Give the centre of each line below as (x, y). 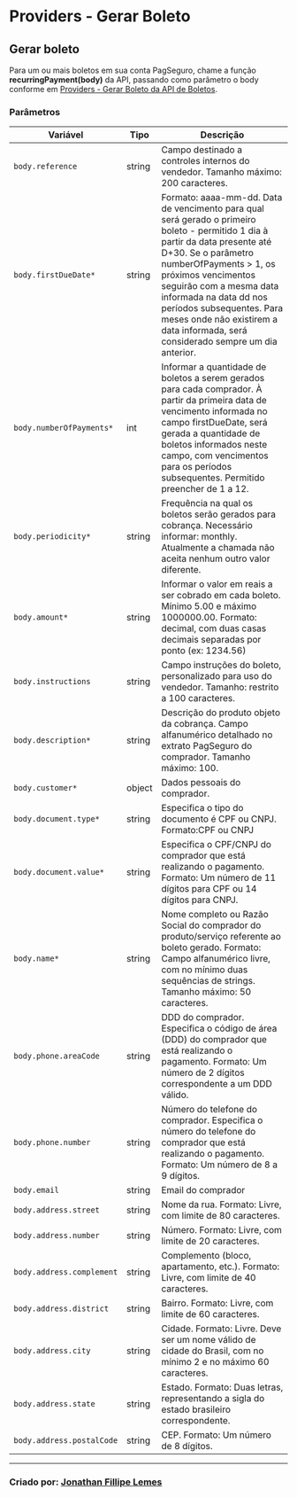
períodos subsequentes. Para (222, 308)
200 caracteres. (194, 183)
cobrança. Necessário (207, 526)
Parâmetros (34, 112)
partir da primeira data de (214, 401)
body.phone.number (52, 1142)
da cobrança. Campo (205, 724)
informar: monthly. (199, 536)
